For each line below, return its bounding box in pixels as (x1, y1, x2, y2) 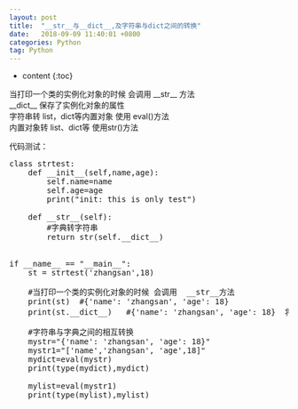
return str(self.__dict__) (46, 232, 164, 243)
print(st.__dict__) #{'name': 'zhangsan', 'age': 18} (27, 308, 277, 317)
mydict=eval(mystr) (27, 355, 113, 365)
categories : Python (9, 37, 82, 47)
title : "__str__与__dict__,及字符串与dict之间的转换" (9, 21, 201, 30)
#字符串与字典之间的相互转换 (27, 327, 135, 338)
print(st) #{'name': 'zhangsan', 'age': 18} (27, 297, 230, 307)
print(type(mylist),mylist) (27, 390, 150, 400)
